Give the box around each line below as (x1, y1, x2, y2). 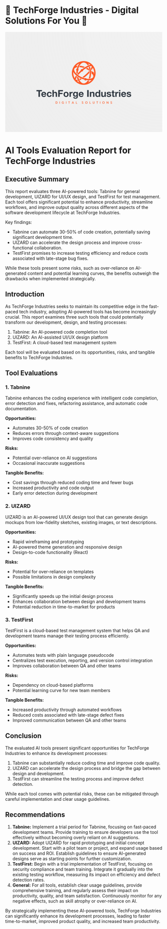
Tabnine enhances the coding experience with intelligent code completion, (5, 395, 159, 401)
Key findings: (5, 219, 32, 225)
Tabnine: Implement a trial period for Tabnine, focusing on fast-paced (12, 824, 157, 830)
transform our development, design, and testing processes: (5, 319, 127, 325)
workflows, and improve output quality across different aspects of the (5, 204, 149, 210)
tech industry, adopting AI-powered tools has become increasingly (19, 309, 156, 315)
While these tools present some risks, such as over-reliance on (5, 265, 135, 271)
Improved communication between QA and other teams (12, 717, 126, 723)
